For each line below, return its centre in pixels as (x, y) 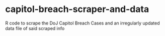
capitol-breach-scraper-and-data (77, 9)
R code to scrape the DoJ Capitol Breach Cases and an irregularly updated (82, 23)
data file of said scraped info (35, 28)
